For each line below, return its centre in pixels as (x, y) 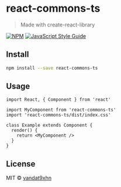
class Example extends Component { (49, 125)
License (21, 164)
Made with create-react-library (58, 25)
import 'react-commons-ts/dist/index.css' (58, 115)
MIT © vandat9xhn (29, 178)
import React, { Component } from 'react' (58, 100)
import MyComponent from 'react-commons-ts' (61, 110)
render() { (25, 131)
